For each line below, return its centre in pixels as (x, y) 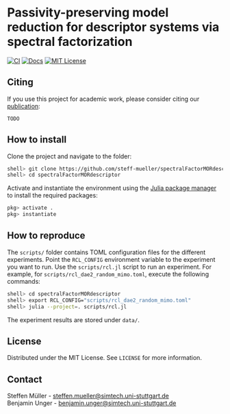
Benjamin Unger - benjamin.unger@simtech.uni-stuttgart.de (92, 403)
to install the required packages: (52, 195)
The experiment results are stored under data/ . (74, 319)
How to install (37, 139)
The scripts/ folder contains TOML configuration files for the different (106, 252)
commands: (24, 281)
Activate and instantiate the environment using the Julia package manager (112, 188)
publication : (24, 106)
